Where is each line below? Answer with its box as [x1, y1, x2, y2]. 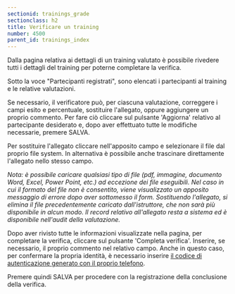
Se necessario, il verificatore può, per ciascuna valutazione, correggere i [7, 98, 218, 106]
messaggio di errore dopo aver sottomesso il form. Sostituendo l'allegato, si [7, 193, 228, 202]
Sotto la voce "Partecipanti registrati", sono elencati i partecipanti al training [7, 77, 227, 85]
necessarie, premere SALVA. [7, 128, 90, 137]
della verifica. [7, 280, 47, 289]
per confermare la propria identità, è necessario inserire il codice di [7, 252, 203, 260]
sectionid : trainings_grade [7, 10, 90, 18]
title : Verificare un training [7, 23, 99, 30]
